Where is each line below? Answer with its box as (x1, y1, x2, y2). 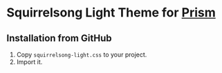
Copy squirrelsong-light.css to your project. (16, 50, 147, 59)
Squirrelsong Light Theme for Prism (6, 5, 216, 21)
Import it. (16, 58, 43, 66)
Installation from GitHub (6, 32, 112, 44)
